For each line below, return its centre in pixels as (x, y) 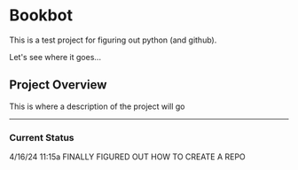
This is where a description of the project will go (97, 106)
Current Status (42, 137)
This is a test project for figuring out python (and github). (113, 40)
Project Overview (58, 85)
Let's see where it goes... (55, 57)
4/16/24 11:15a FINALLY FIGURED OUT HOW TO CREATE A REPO (127, 157)
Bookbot (41, 15)
